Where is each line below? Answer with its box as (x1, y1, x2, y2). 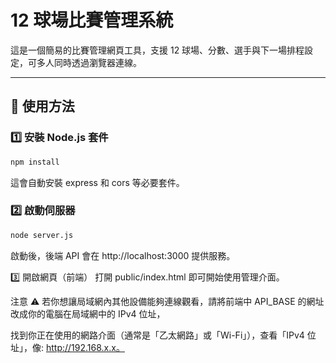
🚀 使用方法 (10, 98, 75, 115)
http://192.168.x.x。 (45, 341, 125, 353)
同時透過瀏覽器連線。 (53, 56, 142, 68)
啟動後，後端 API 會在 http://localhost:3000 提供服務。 (10, 249, 236, 261)
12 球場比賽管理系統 (10, 9, 174, 32)
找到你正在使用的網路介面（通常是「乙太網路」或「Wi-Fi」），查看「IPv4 (10, 329, 305, 341)
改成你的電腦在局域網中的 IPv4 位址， (10, 307, 166, 320)
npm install (10, 157, 60, 167)
